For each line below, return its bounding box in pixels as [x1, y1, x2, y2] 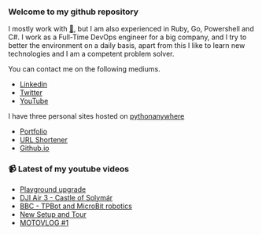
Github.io [19, 144, 50, 153]
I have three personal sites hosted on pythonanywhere [8, 112, 185, 121]
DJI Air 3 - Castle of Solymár [19, 193, 113, 202]
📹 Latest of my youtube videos [8, 163, 130, 174]
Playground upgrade [19, 184, 87, 194]
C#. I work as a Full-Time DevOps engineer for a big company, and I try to [8, 32, 247, 42]
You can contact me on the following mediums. [8, 64, 161, 74]
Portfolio [19, 127, 48, 136]
